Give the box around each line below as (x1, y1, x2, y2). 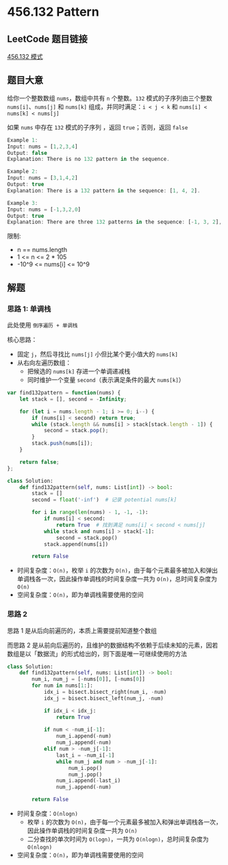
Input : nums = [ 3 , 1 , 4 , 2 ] (7, 175, 78, 181)
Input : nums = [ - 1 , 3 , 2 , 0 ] (7, 206, 81, 213)
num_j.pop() (68, 771, 103, 778)
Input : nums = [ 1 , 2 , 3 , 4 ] (7, 143, 78, 150)
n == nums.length (16, 246, 67, 254)
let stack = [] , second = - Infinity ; (19, 395, 127, 403)
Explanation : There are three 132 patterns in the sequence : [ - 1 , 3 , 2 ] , (7, 218, 223, 226)
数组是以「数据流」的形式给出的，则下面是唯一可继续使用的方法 (7, 649, 187, 657)
